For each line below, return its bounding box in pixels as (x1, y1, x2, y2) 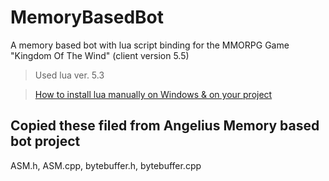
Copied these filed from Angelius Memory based (10, 117, 320, 135)
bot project (10, 133, 81, 150)
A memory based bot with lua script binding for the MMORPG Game (10, 39, 290, 51)
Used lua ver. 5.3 (34, 69, 105, 81)
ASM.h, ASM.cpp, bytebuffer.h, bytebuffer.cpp (10, 159, 202, 171)
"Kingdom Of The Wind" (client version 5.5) (10, 49, 190, 61)
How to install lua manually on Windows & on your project (34, 88, 273, 100)
